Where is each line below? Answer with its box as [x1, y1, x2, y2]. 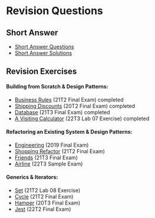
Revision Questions [6, 4, 103, 18]
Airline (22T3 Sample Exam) [14, 160, 83, 167]
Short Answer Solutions [14, 49, 72, 57]
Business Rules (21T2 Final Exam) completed [14, 96, 124, 103]
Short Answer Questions [14, 43, 74, 50]
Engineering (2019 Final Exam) [14, 141, 89, 148]
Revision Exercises [6, 67, 77, 77]
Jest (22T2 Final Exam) [14, 206, 71, 213]
